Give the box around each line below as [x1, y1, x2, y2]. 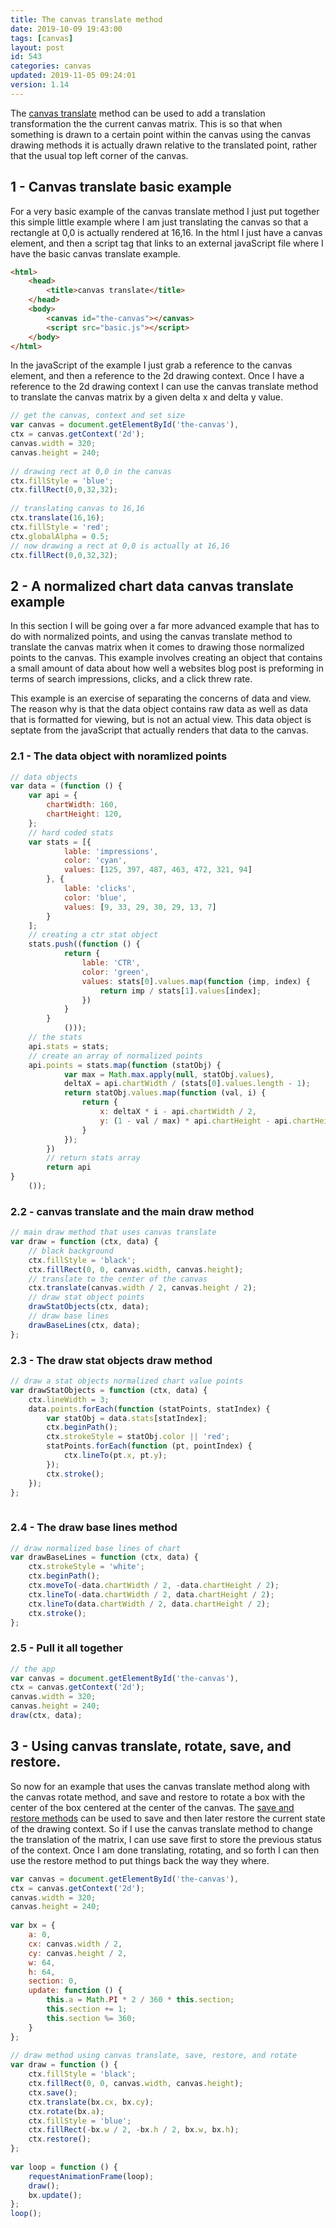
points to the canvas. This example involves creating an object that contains [10, 652, 323, 664]
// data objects [10, 772, 78, 782]
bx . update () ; [28, 2190, 83, 2200]
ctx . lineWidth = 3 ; [28, 1394, 110, 1405]
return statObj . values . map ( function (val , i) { [63, 1088, 267, 1098]
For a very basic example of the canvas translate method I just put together [10, 205, 320, 217]
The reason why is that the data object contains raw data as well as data [10, 703, 308, 715]
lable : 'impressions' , [63, 846, 159, 856]
